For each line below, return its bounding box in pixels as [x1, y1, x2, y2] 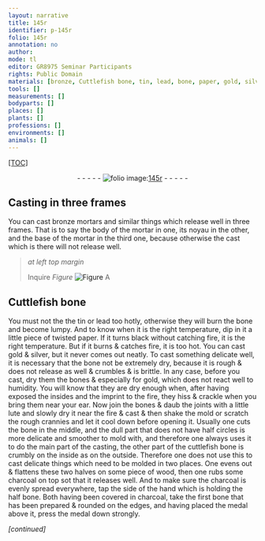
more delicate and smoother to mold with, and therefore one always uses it [8, 434, 252, 443]
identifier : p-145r [8, 26, 73, 34]
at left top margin [27, 257, 84, 267]
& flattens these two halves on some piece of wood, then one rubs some [8, 467, 244, 477]
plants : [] [8, 114, 44, 122]
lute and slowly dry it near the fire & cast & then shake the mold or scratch [8, 409, 248, 418]
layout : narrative [8, 11, 69, 20]
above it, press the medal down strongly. [8, 509, 140, 519]
